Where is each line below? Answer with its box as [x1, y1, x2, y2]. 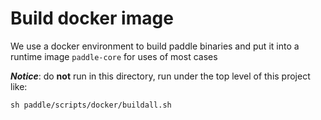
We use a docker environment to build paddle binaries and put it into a [10, 40, 300, 52]
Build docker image [10, 7, 174, 30]
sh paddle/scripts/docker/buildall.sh [10, 100, 172, 110]
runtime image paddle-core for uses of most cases [10, 50, 218, 62]
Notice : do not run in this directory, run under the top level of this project [10, 70, 311, 82]
